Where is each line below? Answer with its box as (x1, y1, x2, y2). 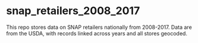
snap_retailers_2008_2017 (6, 4, 140, 18)
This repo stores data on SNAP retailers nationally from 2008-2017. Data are (6, 24, 192, 31)
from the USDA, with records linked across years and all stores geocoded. (6, 29, 187, 37)
